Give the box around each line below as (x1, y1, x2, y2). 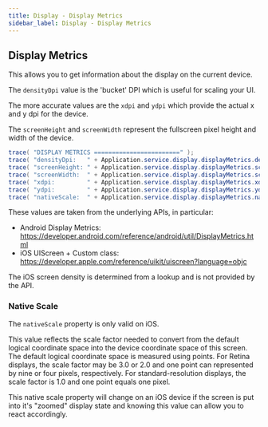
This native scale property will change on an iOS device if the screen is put (8, 392, 254, 401)
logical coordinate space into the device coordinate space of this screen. (8, 342, 248, 352)
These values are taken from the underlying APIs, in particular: (8, 208, 214, 217)
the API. (8, 281, 34, 291)
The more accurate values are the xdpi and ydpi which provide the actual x (8, 101, 255, 110)
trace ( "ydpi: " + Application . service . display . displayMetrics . (8, 185, 255, 194)
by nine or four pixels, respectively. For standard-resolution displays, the (8, 368, 246, 378)
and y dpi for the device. (8, 109, 89, 119)
